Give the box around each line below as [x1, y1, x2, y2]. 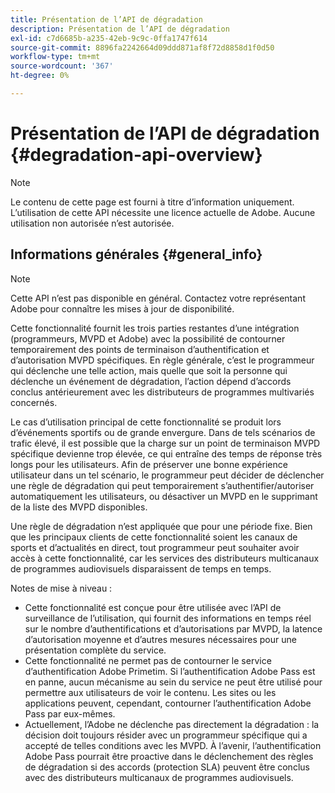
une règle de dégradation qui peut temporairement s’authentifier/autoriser [10, 479, 315, 491]
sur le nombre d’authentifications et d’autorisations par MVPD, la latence [24, 622, 323, 635]
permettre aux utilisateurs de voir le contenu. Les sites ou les [24, 686, 277, 698]
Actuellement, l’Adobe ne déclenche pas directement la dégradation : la [24, 718, 320, 730]
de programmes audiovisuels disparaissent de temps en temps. [10, 562, 272, 575]
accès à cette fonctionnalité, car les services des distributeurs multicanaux [10, 552, 320, 564]
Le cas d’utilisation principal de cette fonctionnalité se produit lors [10, 416, 282, 428]
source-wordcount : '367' [10, 61, 114, 71]
